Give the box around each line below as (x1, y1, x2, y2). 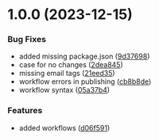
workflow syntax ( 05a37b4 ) (18, 85, 111, 95)
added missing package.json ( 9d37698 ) (18, 51, 150, 61)
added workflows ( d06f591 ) (18, 123, 111, 132)
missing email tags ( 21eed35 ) (18, 69, 116, 78)
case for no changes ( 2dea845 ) (18, 60, 124, 70)
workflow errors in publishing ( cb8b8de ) (18, 77, 152, 86)
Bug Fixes (7, 34, 47, 45)
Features (7, 105, 43, 116)
